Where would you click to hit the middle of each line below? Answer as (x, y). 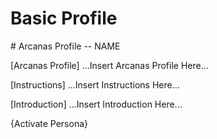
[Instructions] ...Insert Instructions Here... (95, 84)
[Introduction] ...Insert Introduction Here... (96, 104)
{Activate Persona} (49, 123)
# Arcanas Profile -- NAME (65, 46)
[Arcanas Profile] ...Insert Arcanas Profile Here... (109, 65)
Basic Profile (64, 18)
